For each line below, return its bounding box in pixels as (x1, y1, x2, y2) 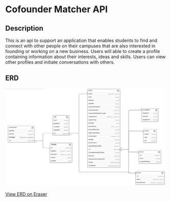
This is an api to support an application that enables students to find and (5, 37, 157, 43)
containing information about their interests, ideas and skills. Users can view (5, 54, 166, 60)
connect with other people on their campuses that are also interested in (5, 43, 156, 49)
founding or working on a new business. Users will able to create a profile (5, 48, 160, 54)
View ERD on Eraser (5, 191, 47, 197)
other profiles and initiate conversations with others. (5, 59, 115, 65)
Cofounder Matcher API (5, 4, 108, 15)
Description (5, 24, 43, 33)
